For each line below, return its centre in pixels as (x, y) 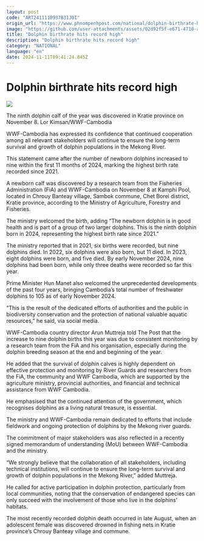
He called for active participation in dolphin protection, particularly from (96, 487)
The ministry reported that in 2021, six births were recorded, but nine (93, 245)
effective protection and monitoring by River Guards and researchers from (99, 370)
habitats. (17, 506)
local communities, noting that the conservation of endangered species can (101, 494)
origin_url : (21, 23)
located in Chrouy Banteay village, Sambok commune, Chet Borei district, (98, 196)
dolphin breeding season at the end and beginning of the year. (84, 352)
